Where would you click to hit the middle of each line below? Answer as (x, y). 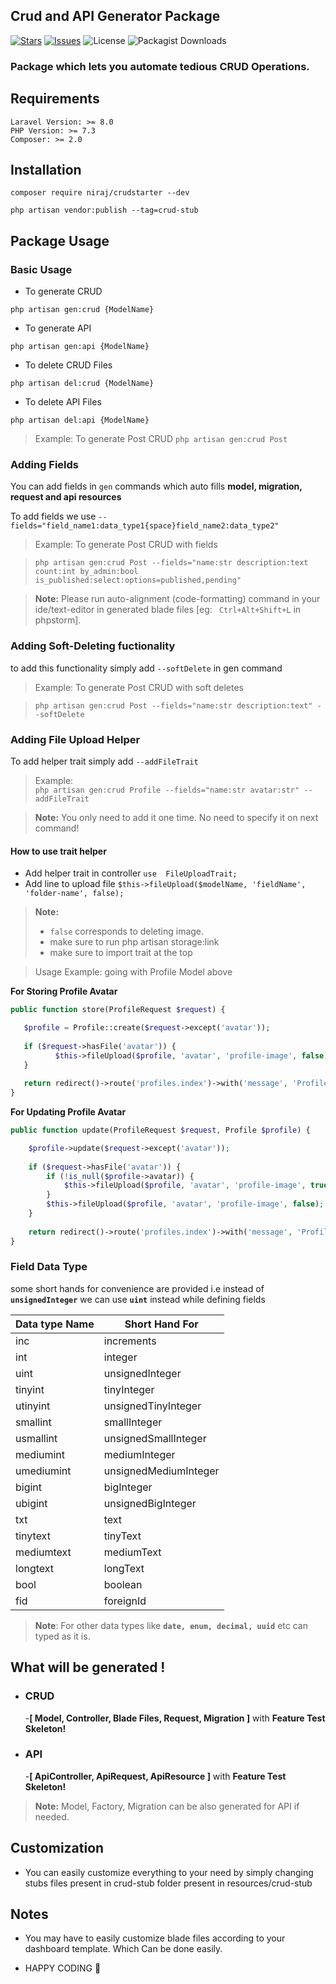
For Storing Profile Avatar (64, 991)
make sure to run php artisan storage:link (134, 942)
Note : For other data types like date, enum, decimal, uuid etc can (171, 1625)
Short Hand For (161, 1324)
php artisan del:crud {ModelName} (82, 384)
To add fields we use (53, 516)
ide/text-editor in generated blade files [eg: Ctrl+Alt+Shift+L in (168, 610)
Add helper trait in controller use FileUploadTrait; (131, 873)
